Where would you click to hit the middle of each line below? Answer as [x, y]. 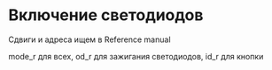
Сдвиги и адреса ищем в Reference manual [89, 39]
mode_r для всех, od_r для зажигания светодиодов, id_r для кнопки [136, 56]
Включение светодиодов [106, 15]
